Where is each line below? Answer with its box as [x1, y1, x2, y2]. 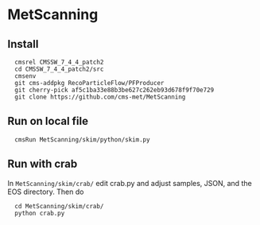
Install [7, 37, 39, 51]
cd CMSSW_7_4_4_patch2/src [14, 65, 104, 73]
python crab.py [14, 209, 65, 217]
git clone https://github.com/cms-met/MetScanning [14, 93, 186, 101]
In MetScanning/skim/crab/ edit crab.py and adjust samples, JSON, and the [7, 178, 252, 188]
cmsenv [14, 72, 37, 80]
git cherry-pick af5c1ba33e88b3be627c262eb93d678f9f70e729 [14, 86, 215, 94]
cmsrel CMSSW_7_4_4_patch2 [14, 58, 104, 66]
